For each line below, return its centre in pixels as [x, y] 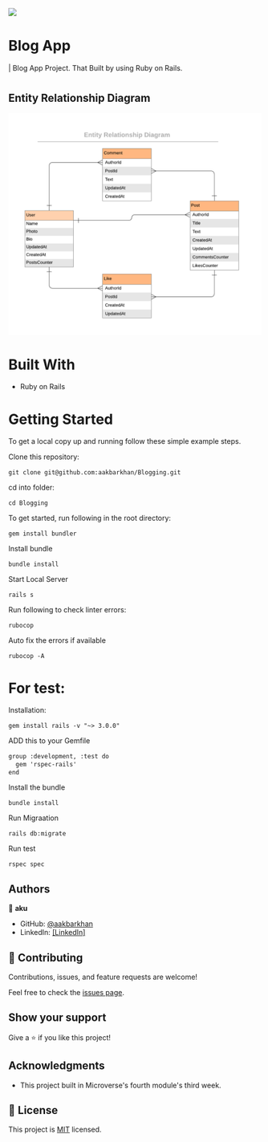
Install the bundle [37, 787]
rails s [21, 595]
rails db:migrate [37, 834]
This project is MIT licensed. [55, 1130]
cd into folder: [31, 488]
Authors [29, 889]
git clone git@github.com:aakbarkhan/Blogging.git [95, 473]
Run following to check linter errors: [67, 610]
